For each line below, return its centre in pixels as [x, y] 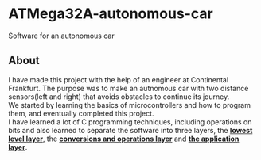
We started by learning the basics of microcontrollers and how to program [129, 105]
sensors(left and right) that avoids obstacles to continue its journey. [119, 97]
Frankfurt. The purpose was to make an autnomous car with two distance [129, 88]
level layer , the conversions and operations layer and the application [124, 139]
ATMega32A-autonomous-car [111, 14]
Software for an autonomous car [61, 36]
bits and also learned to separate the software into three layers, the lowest [130, 130]
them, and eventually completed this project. [81, 113]
